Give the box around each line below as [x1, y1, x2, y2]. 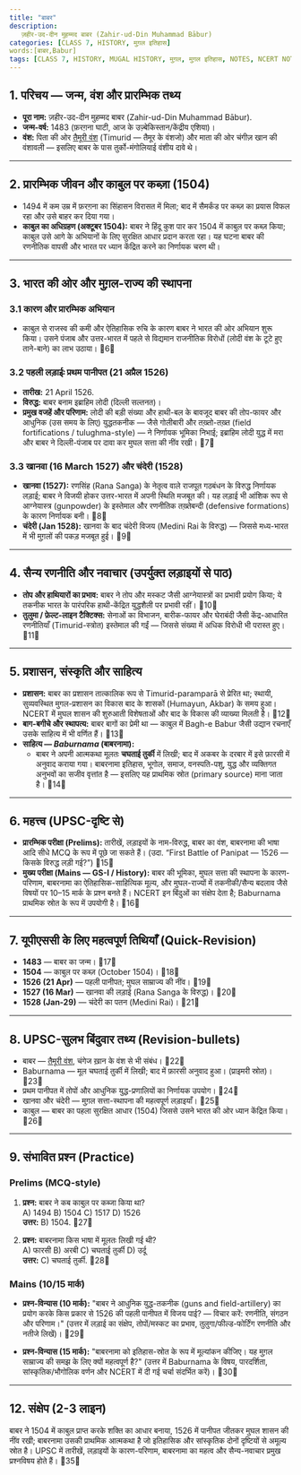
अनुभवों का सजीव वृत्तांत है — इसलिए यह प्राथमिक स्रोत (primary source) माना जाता [35, 768, 283, 780]
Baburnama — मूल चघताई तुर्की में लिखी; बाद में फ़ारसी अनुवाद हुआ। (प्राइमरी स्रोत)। [21, 1065, 273, 1076]
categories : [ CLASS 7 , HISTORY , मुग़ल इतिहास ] [9, 38, 171, 47]
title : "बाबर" [9, 13, 57, 22]
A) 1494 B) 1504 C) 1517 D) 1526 [21, 1207, 142, 1218]
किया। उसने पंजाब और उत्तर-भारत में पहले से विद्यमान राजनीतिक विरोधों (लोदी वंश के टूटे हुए [21, 333, 282, 344]
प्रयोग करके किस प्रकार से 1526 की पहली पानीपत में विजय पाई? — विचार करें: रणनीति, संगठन [21, 1307, 288, 1318]
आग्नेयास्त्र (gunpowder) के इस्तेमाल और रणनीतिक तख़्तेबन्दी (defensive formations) [21, 500, 289, 511]
